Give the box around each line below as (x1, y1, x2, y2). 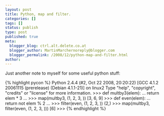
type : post (5, 30, 27, 35)
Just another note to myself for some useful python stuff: (5, 70, 120, 76)
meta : (5, 39, 16, 44)
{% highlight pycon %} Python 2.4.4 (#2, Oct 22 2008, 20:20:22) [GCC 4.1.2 (5, 80, 159, 86)
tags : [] (5, 20, 23, 26)
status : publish (5, 25, 38, 30)
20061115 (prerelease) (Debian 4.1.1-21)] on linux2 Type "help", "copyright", (5, 85, 156, 91)
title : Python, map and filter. (5, 12, 71, 17)
